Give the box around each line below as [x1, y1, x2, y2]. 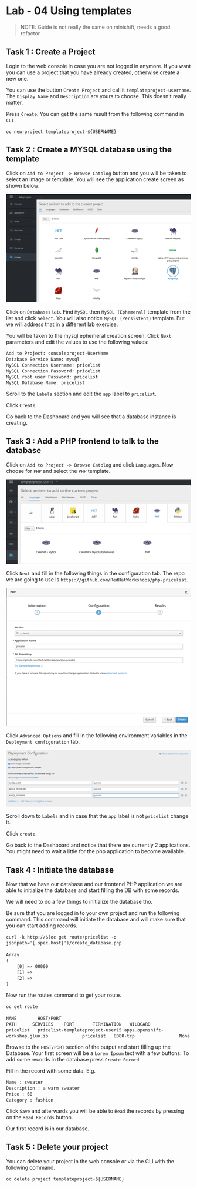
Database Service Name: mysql [6, 356, 80, 362]
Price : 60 [6, 1091, 33, 1097]
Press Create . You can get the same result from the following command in [6, 110, 184, 117]
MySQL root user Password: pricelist [6, 374, 98, 380]
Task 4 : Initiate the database [6, 865, 114, 875]
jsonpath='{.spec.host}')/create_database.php [6, 940, 122, 946]
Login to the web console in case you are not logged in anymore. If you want [6, 62, 191, 69]
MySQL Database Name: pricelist [6, 380, 85, 386]
